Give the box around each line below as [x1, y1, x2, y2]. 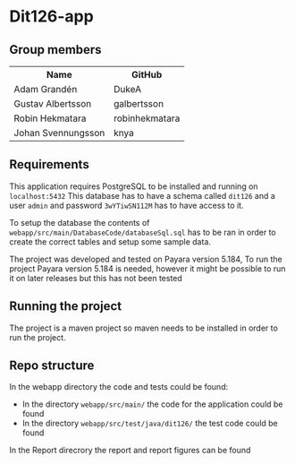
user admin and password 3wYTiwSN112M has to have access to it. [9, 200, 244, 211]
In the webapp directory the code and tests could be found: [9, 382, 229, 392]
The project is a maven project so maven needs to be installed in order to [9, 322, 279, 333]
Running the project [9, 298, 122, 314]
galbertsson [113, 98, 164, 109]
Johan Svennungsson [13, 127, 105, 139]
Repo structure [9, 358, 95, 374]
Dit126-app [9, 6, 94, 27]
